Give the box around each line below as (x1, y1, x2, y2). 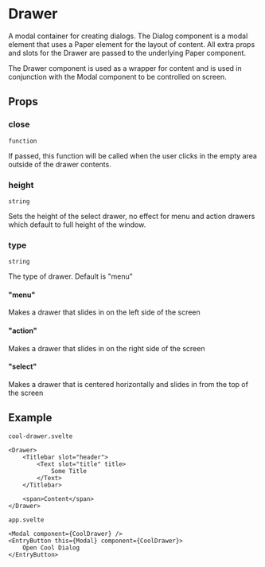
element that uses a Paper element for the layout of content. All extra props (8, 39, 255, 49)
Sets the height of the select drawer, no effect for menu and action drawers (8, 211, 255, 221)
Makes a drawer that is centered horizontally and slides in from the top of (8, 379, 249, 389)
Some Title (50, 467, 88, 475)
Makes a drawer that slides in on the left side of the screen (8, 307, 201, 317)
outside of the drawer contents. (8, 159, 111, 169)
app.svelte (8, 515, 45, 524)
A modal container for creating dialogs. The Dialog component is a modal (8, 31, 248, 41)
